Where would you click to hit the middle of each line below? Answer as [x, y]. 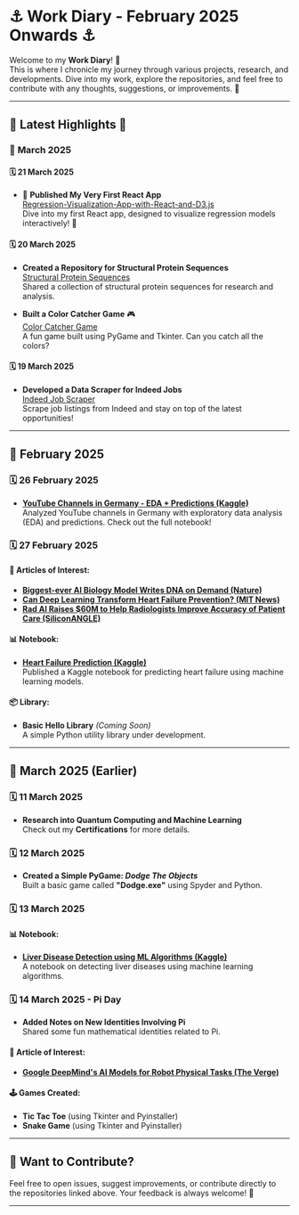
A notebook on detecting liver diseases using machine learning [137, 966]
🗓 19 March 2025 [41, 366]
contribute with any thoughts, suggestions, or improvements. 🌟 [125, 88]
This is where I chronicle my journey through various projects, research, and [149, 69]
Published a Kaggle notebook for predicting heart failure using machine [153, 672]
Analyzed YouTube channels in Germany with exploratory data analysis [152, 512]
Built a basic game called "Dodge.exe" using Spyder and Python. [142, 885]
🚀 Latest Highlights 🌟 [68, 125]
